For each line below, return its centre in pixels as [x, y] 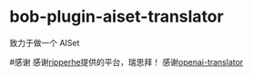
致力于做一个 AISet [45, 43]
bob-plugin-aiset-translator [117, 17]
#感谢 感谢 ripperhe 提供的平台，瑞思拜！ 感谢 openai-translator [126, 62]
